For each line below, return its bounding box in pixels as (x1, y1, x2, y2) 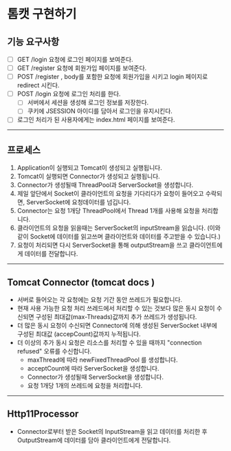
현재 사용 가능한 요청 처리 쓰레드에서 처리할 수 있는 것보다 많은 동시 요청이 (16, 304, 215, 313)
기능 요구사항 (7, 36, 60, 47)
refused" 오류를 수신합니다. (16, 347, 92, 355)
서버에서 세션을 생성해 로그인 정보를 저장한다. (27, 98, 149, 107)
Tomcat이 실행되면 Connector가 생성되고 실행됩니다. (16, 173, 160, 181)
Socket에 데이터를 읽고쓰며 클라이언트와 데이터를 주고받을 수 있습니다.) (30, 232, 221, 241)
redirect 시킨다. (16, 81, 60, 89)
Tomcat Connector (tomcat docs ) (7, 276, 155, 288)
